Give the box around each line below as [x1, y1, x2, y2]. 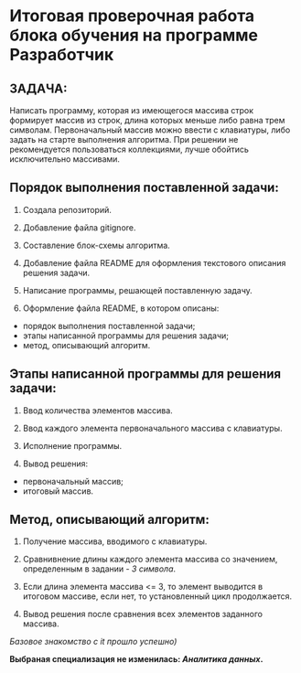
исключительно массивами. [9, 154, 121, 165]
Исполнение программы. [22, 440, 123, 451]
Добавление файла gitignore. [22, 221, 136, 233]
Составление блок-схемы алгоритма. [22, 240, 171, 251]
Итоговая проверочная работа [9, 5, 255, 27]
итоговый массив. [22, 486, 94, 497]
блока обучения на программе [9, 25, 259, 46]
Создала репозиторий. [22, 204, 113, 215]
